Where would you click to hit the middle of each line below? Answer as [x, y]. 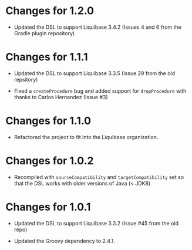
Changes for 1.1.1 [47, 57]
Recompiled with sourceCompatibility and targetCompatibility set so [99, 177]
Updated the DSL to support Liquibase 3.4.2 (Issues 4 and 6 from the [97, 27]
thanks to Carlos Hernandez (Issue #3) [61, 97]
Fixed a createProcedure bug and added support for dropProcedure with [100, 91]
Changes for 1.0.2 [50, 161]
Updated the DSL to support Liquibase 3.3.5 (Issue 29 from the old [95, 73]
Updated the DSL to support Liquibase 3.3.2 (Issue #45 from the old [96, 223]
